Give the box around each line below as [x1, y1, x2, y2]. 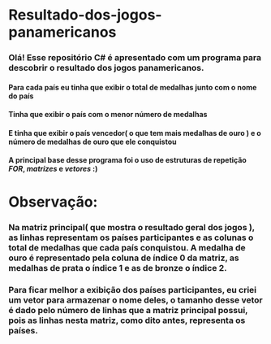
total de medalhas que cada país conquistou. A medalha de [8, 242, 246, 253]
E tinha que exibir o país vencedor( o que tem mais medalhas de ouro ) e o [8, 128, 261, 137]
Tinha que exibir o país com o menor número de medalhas [8, 110, 208, 120]
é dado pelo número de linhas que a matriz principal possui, [8, 304, 248, 316]
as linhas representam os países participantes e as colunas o [8, 232, 254, 243]
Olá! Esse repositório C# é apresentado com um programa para [8, 52, 262, 63]
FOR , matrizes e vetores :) [8, 164, 98, 174]
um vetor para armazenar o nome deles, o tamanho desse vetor [8, 294, 264, 306]
